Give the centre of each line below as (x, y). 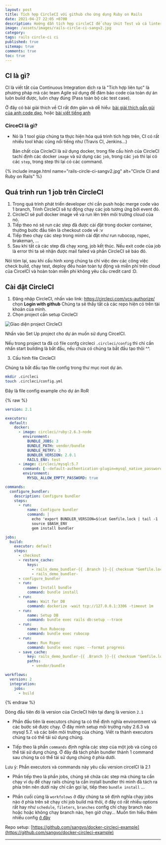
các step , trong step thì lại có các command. (58, 162)
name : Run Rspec (44, 643)
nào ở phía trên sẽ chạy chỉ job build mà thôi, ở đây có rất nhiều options (85, 802)
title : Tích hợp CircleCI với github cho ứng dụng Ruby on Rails (74, 14)
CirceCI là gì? (21, 126)
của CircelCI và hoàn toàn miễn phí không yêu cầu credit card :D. (71, 271)
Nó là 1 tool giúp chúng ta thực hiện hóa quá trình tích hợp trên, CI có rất (86, 136)
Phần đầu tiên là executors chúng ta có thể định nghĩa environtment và (84, 721)
